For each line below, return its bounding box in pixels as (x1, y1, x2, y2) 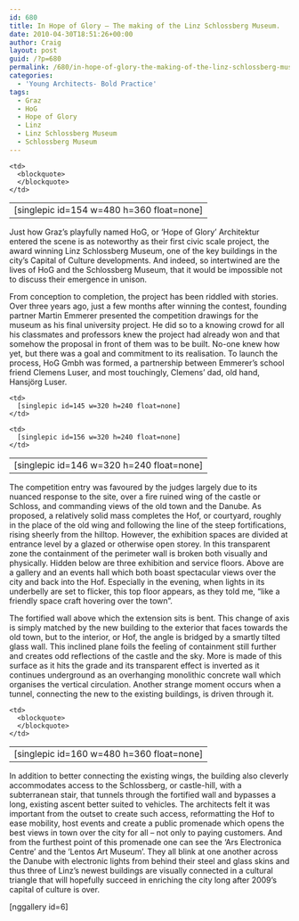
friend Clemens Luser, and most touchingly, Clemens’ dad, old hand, (9, 366, 261, 377)
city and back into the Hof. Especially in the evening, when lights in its (9, 576, 265, 587)
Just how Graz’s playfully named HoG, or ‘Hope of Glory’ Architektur (9, 226, 260, 237)
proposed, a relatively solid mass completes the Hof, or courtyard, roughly (9, 510, 282, 521)
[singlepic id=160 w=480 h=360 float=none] (13, 747, 203, 760)
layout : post (9, 46, 58, 55)
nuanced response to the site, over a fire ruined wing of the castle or (9, 491, 261, 502)
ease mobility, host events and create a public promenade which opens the (9, 818, 285, 828)
